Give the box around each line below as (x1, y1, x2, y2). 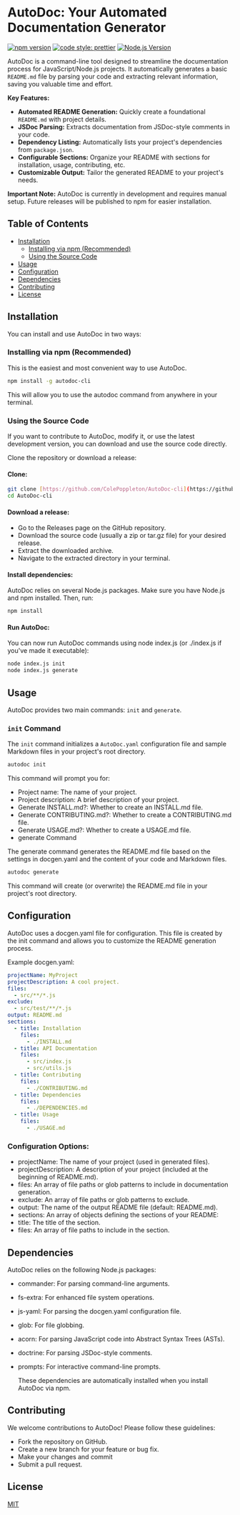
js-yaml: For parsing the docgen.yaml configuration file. (17, 1307, 182, 1315)
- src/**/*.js (14, 991, 56, 999)
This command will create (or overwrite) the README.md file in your (7, 881, 208, 890)
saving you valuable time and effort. (7, 79, 113, 88)
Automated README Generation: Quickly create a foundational (17, 107, 206, 116)
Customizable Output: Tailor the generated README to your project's (17, 168, 224, 176)
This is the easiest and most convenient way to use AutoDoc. (7, 364, 187, 372)
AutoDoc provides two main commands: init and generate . (7, 706, 182, 714)
